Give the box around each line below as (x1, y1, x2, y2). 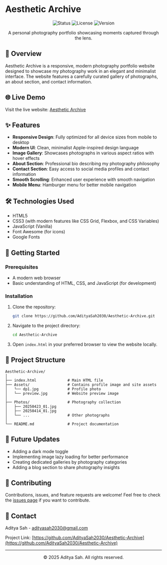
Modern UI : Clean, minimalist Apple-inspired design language (12, 145, 139, 151)
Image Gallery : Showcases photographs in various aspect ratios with (12, 150, 154, 156)
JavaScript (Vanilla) (12, 223, 53, 229)
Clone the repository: (12, 304, 56, 310)
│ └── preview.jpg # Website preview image (5, 391, 119, 396)
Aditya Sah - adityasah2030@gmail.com (5, 525, 88, 531)
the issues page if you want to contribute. (5, 497, 90, 503)
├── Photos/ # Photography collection (5, 400, 121, 405)
